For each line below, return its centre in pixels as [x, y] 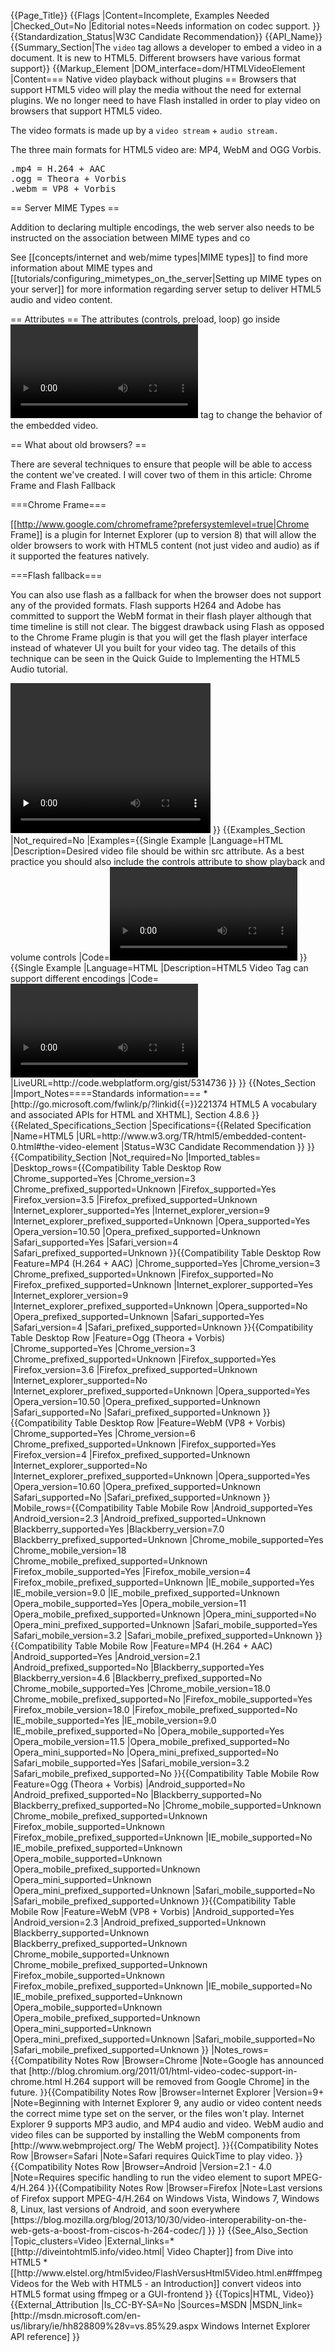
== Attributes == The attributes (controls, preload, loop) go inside [145, 319]
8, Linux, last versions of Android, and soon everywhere [125, 2209]
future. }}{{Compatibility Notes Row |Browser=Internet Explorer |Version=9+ [167, 2092]
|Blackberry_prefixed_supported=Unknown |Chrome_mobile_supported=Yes [167, 1539]
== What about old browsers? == [78, 444]
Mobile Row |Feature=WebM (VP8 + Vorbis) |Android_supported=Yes [152, 1911]
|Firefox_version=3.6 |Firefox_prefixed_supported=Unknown [134, 1369]
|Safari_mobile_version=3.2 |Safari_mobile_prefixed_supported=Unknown [161, 1635]
